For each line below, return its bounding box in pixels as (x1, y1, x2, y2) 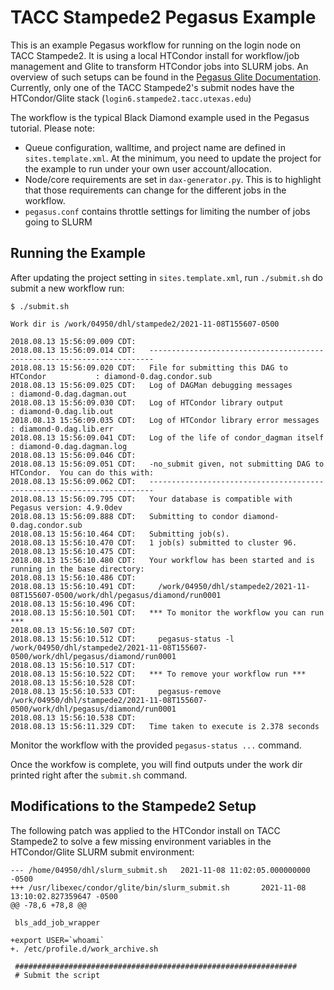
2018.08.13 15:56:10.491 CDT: (10, 581, 137, 591)
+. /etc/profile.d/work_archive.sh (10, 944, 159, 954)
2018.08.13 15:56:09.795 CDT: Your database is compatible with (10, 494, 293, 504)
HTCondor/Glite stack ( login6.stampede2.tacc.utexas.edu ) (10, 92, 252, 104)
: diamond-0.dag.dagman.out (10, 389, 128, 399)
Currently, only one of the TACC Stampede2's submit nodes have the (10, 81, 295, 93)
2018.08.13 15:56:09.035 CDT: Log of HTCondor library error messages (10, 415, 320, 425)
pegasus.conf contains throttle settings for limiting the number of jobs (24, 205, 311, 217)
